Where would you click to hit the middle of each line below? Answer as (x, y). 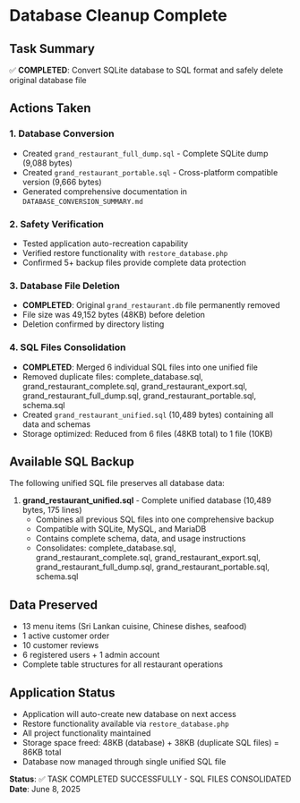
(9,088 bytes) (47, 163)
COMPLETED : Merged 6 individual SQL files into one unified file (140, 367)
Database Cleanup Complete (118, 16)
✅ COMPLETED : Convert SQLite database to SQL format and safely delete (146, 70)
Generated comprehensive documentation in (105, 191)
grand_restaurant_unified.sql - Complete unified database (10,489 (146, 500)
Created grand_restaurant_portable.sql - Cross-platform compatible (150, 172)
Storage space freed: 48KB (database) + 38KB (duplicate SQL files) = (150, 743)
